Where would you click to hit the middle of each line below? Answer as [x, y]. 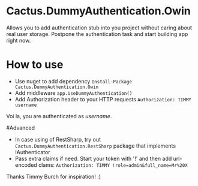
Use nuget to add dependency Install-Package [73, 81]
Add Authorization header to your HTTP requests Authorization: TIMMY [103, 99]
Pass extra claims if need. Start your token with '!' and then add [93, 158]
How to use [35, 65]
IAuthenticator [32, 152]
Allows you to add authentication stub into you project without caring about [99, 28]
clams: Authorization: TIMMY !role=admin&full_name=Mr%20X [113, 165]
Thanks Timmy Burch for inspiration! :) [53, 176]
